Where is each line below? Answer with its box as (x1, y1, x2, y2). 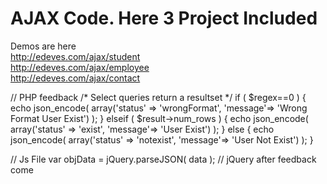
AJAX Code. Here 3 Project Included (10, 7, 318, 30)
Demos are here (10, 40, 77, 52)
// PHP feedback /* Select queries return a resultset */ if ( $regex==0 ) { (10, 91, 307, 103)
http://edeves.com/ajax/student (10, 50, 141, 62)
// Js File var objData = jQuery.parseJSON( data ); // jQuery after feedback (10, 153, 317, 165)
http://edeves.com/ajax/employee (10, 61, 150, 73)
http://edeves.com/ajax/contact (10, 72, 141, 84)
